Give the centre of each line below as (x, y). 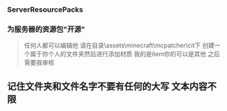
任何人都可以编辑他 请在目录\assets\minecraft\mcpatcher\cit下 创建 (119, 45)
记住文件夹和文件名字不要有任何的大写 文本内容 (107, 86)
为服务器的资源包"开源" (46, 29)
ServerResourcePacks (45, 10)
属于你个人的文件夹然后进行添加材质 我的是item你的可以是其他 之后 (125, 54)
